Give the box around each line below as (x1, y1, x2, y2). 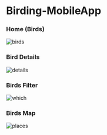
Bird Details (6, 53, 40, 61)
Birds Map (6, 109, 36, 117)
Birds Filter (6, 81, 38, 89)
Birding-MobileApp (6, 4, 102, 18)
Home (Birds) (6, 25, 45, 33)
